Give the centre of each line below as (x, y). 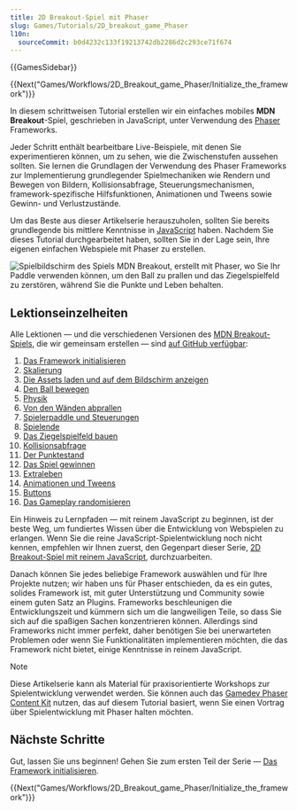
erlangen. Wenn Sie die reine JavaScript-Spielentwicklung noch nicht (136, 538)
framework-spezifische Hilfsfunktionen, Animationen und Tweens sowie (141, 194)
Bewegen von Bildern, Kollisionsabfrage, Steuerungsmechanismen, (132, 185)
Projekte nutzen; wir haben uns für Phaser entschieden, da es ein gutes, (141, 584)
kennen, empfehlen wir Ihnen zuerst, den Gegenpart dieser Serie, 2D (136, 548)
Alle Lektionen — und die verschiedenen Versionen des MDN (121, 334)
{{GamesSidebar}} (44, 67)
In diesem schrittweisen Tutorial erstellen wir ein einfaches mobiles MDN (143, 111)
